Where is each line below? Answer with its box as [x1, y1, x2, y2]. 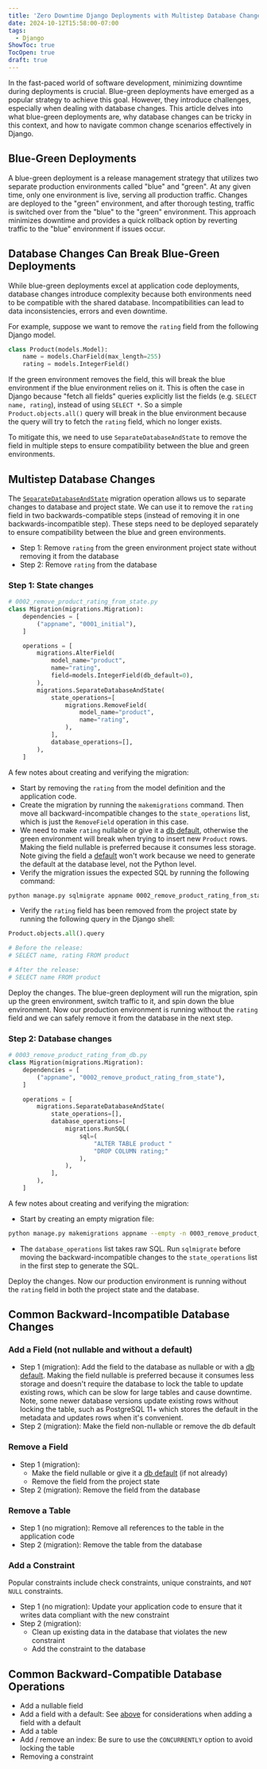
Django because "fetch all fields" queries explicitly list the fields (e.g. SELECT [8, 391, 257, 401]
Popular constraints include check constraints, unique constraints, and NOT [8, 1578, 252, 1587]
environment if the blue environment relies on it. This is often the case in [8, 383, 245, 393]
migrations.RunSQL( [64, 1125, 130, 1133]
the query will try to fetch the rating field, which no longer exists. [8, 417, 222, 427]
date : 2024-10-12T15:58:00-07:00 [8, 19, 119, 27]
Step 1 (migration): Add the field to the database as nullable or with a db [19, 1362, 255, 1372]
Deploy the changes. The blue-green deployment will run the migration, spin [8, 988, 258, 997]
